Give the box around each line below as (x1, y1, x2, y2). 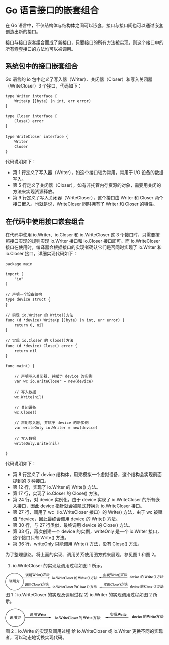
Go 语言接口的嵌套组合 (5, 5, 99, 16)
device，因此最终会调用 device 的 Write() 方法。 (20, 515, 121, 522)
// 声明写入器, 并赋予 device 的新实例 (14, 420, 89, 425)
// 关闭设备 (14, 405, 36, 410)
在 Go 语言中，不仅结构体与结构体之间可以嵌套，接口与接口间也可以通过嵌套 (5, 22, 163, 28)
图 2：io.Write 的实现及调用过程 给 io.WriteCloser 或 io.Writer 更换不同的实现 (5, 628, 163, 634)
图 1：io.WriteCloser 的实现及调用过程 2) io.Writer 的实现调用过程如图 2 (5, 592, 152, 598)
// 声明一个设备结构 (5, 292, 42, 297)
